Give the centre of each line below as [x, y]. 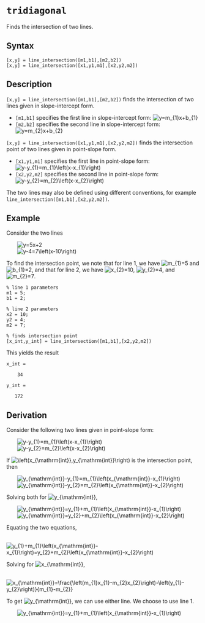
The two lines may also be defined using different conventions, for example [101, 192]
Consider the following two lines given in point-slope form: [80, 430]
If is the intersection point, [99, 460]
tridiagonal [37, 11]
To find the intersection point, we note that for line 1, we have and [103, 264]
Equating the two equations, [42, 528]
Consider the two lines [35, 233]
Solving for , [46, 565]
